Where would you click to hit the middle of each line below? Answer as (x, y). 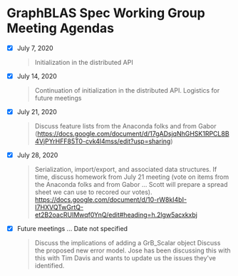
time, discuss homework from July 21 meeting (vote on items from (132, 177)
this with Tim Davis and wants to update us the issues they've (125, 258)
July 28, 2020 (37, 155)
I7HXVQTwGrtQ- (59, 208)
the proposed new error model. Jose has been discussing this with (133, 250)
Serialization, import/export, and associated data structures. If (126, 170)
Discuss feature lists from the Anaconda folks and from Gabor (125, 126)
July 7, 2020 (35, 48)
